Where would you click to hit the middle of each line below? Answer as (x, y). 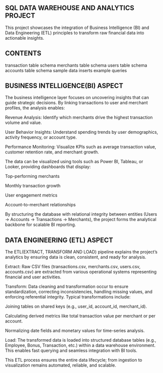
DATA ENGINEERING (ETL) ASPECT (59, 240)
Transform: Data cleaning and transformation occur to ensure (67, 287)
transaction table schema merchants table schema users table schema (76, 65)
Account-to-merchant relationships (41, 205)
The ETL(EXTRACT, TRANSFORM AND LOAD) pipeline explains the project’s (81, 252)
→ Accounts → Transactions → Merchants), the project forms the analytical (81, 220)
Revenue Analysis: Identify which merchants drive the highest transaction (79, 118)
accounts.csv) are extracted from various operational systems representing (81, 272)
